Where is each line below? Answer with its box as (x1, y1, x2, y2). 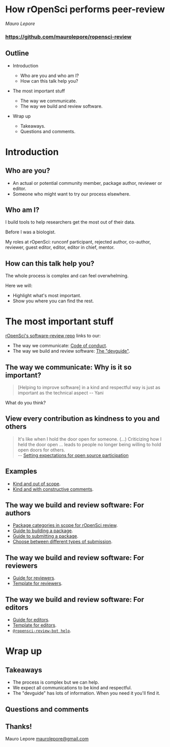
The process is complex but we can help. (12, 679, 99, 685)
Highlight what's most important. (12, 293, 81, 299)
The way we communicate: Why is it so (5, 363, 132, 371)
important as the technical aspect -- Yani (17, 390, 104, 396)
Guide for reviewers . (12, 575, 56, 581)
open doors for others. (17, 447, 65, 453)
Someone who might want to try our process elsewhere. (12, 190, 131, 197)
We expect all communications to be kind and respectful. (12, 685, 132, 691)
